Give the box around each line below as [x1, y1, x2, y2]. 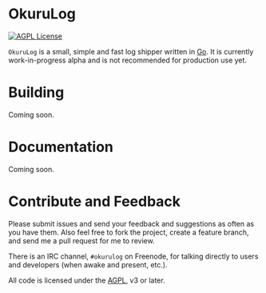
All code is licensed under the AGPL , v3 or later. [8, 275, 165, 285]
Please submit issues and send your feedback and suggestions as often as [8, 219, 254, 228]
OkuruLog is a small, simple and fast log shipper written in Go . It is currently [8, 46, 254, 56]
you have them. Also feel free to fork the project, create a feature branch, [8, 227, 249, 237]
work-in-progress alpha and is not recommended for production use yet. [8, 55, 248, 65]
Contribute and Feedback [8, 193, 181, 211]
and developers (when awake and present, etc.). [8, 259, 168, 269]
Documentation [8, 138, 114, 156]
